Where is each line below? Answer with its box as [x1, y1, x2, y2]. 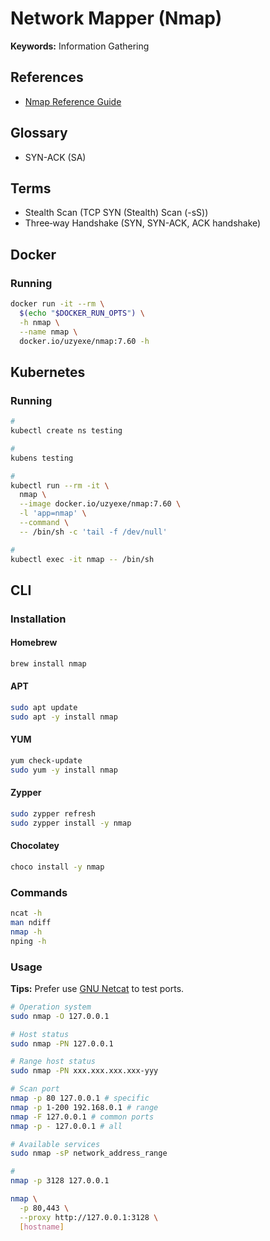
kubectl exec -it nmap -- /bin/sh [10, 554, 155, 564]
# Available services [10, 1139, 101, 1149]
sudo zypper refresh [10, 809, 97, 819]
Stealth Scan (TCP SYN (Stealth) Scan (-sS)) [24, 207, 209, 219]
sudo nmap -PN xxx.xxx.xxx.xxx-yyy [10, 1066, 159, 1076]
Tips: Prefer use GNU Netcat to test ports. [10, 982, 185, 994]
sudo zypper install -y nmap [10, 818, 132, 828]
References [10, 69, 84, 86]
